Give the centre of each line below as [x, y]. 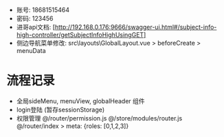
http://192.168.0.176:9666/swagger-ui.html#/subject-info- [136, 27]
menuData [31, 51]
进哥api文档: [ [36, 27]
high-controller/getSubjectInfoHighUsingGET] [81, 35]
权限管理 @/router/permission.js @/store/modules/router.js [99, 118]
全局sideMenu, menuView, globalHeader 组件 [80, 101]
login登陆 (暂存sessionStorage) [60, 110]
